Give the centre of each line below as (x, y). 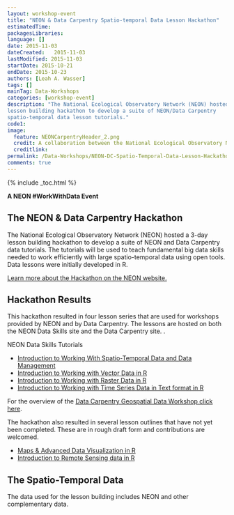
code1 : (17, 124)
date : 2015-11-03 (32, 46)
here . (15, 409)
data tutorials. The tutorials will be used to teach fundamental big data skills (116, 249)
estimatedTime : (29, 26)
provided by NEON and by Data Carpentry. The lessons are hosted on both (114, 324)
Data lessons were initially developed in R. (68, 264)
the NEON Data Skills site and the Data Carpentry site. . (86, 331)
